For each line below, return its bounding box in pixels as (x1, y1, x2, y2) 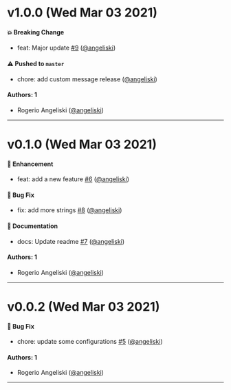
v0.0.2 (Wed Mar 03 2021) (7, 298, 160, 314)
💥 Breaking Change (7, 28, 65, 36)
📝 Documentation (7, 222, 58, 230)
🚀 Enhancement (7, 160, 54, 168)
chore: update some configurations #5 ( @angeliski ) (16, 338, 163, 346)
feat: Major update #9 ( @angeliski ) (16, 43, 115, 52)
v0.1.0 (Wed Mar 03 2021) (7, 136, 157, 152)
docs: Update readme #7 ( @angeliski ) (16, 237, 125, 245)
